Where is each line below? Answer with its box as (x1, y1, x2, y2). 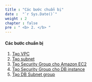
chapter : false (5, 20, 38, 26)
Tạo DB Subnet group (12, 71, 55, 78)
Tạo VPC (12, 51, 30, 57)
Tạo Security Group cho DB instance (12, 66, 85, 72)
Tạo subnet (12, 56, 35, 62)
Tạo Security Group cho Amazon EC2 (12, 61, 87, 67)
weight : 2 (5, 16, 27, 21)
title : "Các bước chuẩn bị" (5, 7, 64, 12)
